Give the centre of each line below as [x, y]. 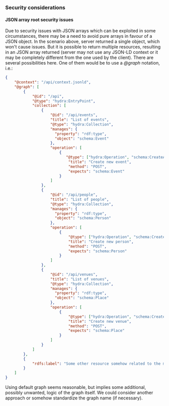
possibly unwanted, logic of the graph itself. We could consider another [79, 393]
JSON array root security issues [39, 20]
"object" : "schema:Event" [82, 138]
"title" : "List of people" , [79, 199]
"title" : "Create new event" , [100, 162]
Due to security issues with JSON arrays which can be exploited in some [80, 31]
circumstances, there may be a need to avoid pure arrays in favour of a [79, 36]
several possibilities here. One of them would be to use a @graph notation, [82, 63]
